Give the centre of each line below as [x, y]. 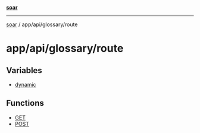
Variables [24, 70]
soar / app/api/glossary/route [42, 24]
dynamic [26, 85]
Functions [25, 103]
